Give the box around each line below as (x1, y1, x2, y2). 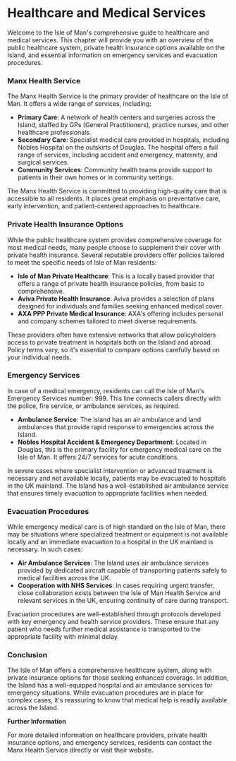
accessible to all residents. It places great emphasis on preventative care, (7, 194, 221, 203)
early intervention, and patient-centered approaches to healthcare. (7, 202, 201, 210)
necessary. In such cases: (7, 545, 83, 553)
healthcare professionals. (17, 128, 92, 137)
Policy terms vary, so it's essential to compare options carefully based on (7, 345, 221, 354)
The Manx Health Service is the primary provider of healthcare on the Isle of (7, 92, 229, 100)
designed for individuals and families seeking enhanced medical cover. (17, 301, 224, 310)
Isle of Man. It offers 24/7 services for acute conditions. (17, 453, 180, 461)
